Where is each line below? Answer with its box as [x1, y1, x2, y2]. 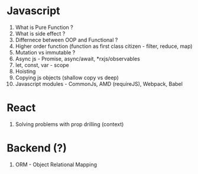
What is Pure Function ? [15, 24, 73, 31]
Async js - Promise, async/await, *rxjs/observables [15, 55, 141, 62]
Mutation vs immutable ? [15, 49, 76, 56]
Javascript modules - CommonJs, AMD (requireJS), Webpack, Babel [15, 80, 183, 87]
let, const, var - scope [15, 61, 70, 69]
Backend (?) [7, 141, 67, 155]
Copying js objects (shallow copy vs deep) [15, 74, 119, 81]
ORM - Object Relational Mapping [15, 161, 97, 168]
